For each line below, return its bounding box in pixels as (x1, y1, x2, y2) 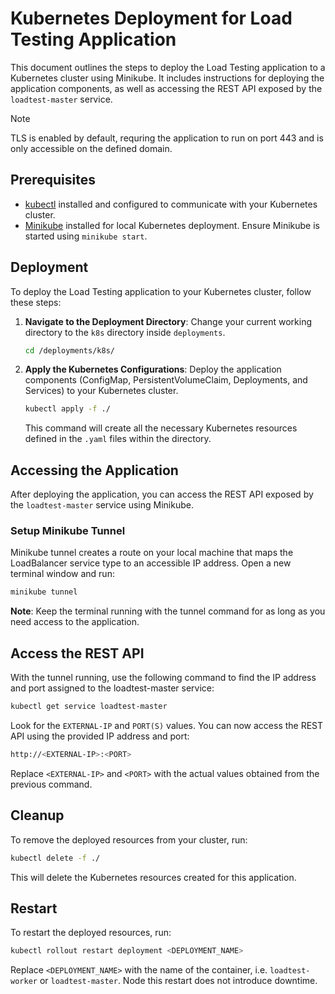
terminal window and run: (10, 568, 115, 580)
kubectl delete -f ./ (10, 853, 101, 863)
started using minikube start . (24, 230, 148, 242)
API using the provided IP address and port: (10, 730, 190, 742)
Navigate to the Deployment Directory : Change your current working (24, 315, 313, 327)
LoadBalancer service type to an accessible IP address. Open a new (10, 557, 292, 569)
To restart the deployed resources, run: (10, 927, 172, 939)
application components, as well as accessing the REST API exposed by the (10, 82, 323, 94)
